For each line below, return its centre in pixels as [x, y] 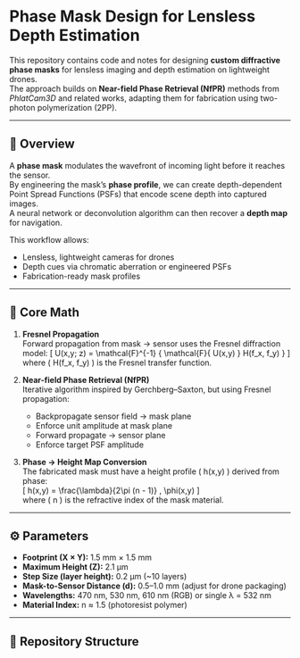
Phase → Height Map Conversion [84, 462]
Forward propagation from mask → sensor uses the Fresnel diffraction [151, 343]
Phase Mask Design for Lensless [133, 17]
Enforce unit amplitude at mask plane [104, 425]
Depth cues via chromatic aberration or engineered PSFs [127, 266]
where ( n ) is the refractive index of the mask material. [123, 500]
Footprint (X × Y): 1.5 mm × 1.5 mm [87, 558]
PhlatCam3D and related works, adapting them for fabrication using [134, 98]
